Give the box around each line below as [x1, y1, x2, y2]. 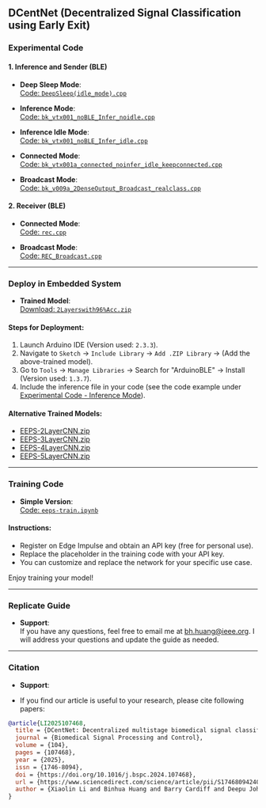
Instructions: [8, 523, 52, 533]
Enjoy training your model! [8, 573, 93, 582]
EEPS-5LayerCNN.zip [19, 451, 90, 461]
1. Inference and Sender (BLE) [8, 62, 108, 71]
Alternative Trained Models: [8, 408, 103, 418]
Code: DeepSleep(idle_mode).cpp [19, 88, 127, 97]
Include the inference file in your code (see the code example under [19, 382, 241, 392]
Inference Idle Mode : [19, 127, 89, 137]
